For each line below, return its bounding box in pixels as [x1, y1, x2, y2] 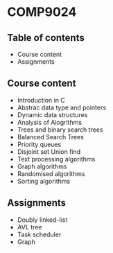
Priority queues [17, 140, 62, 148]
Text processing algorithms [17, 155, 96, 163]
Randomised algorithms [17, 169, 85, 177]
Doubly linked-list [17, 216, 68, 224]
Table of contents [7, 32, 85, 44]
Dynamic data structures [17, 110, 88, 119]
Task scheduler [17, 230, 62, 238]
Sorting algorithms [17, 177, 71, 185]
